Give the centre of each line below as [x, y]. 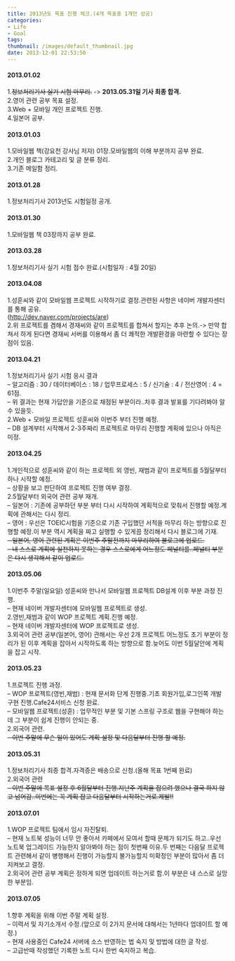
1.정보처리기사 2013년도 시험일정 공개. [60, 201]
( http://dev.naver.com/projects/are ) [58, 317]
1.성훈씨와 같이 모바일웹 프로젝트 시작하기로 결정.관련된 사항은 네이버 [101, 300]
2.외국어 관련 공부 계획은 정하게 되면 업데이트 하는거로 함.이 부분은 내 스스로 [111, 873]
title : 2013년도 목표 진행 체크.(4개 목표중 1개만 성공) [80, 14]
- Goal [17, 33]
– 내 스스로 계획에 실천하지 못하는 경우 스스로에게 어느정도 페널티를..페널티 [109, 549]
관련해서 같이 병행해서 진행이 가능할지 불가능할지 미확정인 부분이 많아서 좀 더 [119, 856]
